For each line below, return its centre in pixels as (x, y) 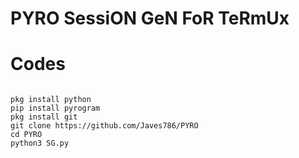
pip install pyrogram (55, 108)
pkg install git (44, 117)
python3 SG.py (40, 143)
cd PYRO (26, 135)
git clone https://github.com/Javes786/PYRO (104, 126)
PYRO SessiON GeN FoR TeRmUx (150, 18)
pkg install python (51, 100)
